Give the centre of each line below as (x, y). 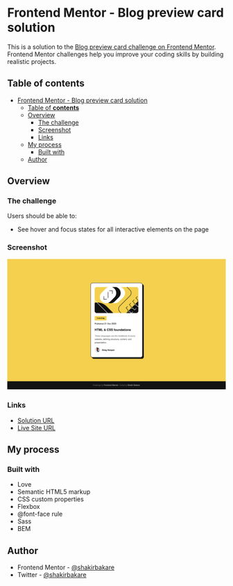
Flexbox (28, 507)
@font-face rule (40, 514)
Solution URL (36, 420)
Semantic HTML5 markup (54, 492)
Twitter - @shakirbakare (52, 575)
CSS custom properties (51, 499)
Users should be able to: (42, 216)
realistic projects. (32, 61)
